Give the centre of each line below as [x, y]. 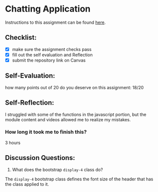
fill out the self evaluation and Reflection [52, 55]
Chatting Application [48, 9]
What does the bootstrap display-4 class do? [57, 169]
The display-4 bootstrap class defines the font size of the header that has [79, 179]
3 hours [13, 143]
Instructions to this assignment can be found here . [55, 22]
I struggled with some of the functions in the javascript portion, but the [76, 114]
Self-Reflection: [30, 103]
